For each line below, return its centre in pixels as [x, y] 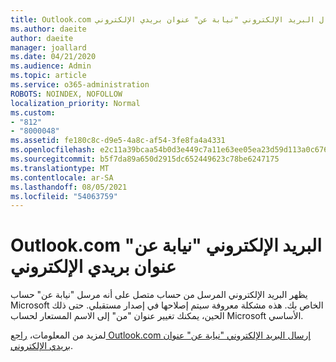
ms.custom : [33, 112]
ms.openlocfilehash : [53, 150]
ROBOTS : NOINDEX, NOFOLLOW [66, 94]
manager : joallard [48, 47]
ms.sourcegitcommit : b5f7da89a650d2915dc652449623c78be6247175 [145, 159]
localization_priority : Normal [75, 103]
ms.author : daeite [48, 29]
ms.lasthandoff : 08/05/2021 [69, 187]
